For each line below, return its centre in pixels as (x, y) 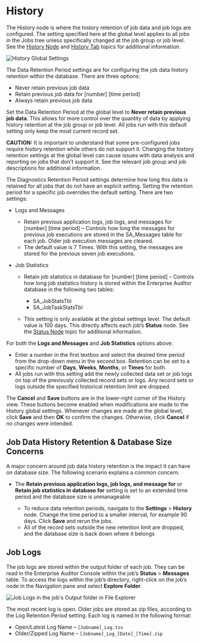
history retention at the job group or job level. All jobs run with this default (96, 124)
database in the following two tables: (69, 289)
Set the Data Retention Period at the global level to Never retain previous (96, 112)
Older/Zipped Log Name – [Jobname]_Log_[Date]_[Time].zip (89, 633)
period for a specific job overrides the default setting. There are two (90, 192)
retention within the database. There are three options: (73, 76)
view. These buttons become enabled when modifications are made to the (97, 404)
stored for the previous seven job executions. (79, 253)
